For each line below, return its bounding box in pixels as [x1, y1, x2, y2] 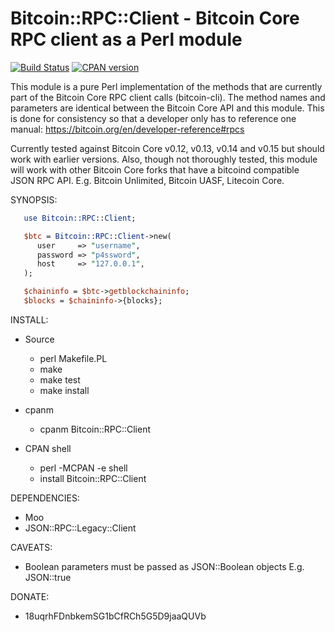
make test [39, 373, 81, 386]
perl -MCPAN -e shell [39, 462, 128, 474]
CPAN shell [24, 442, 72, 454]
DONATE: [10, 590, 50, 602]
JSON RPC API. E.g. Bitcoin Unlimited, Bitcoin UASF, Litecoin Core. [10, 174, 285, 186]
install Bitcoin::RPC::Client [39, 472, 147, 484]
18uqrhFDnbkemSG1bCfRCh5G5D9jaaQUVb [24, 610, 207, 622]
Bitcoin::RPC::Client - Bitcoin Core [10, 7, 300, 30]
